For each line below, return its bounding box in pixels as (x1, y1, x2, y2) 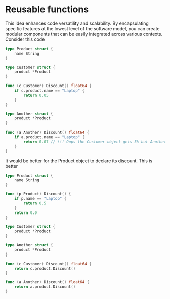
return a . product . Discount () (14, 284, 76, 289)
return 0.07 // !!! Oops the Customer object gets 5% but (23, 139, 148, 144)
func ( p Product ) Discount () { (5, 191, 71, 197)
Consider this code (5, 36, 45, 42)
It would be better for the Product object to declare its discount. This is (5, 158, 153, 164)
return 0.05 (23, 93, 49, 98)
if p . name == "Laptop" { (14, 196, 67, 201)
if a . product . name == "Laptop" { (14, 135, 85, 140)
